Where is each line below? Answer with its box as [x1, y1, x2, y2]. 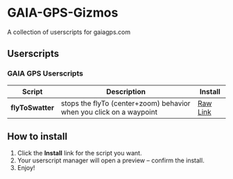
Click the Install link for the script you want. [17, 149, 142, 157]
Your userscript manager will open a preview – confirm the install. [17, 156, 205, 164]
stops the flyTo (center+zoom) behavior [60, 99, 191, 108]
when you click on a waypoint [60, 107, 158, 117]
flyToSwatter [10, 103, 54, 112]
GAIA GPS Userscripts [7, 69, 83, 78]
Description [106, 87, 146, 96]
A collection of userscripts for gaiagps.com [7, 28, 130, 36]
